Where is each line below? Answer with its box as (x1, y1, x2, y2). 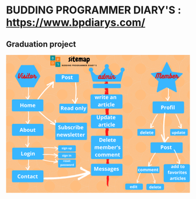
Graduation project (6, 39, 76, 49)
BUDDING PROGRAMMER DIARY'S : (6, 4, 181, 17)
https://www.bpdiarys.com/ (6, 16, 146, 29)
